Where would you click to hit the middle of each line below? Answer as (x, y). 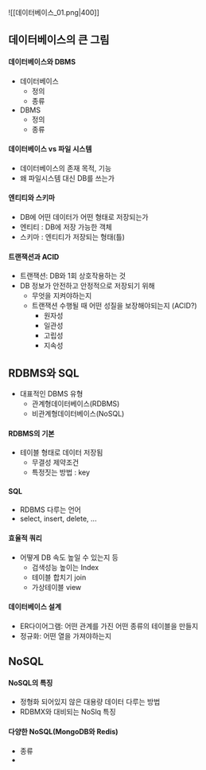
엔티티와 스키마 (32, 197)
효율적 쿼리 (25, 538)
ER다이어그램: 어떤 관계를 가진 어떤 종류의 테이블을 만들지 (109, 626)
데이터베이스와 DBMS (42, 61)
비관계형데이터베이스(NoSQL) (78, 414)
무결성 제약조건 (55, 463)
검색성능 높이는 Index (65, 567)
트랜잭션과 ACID (34, 256)
